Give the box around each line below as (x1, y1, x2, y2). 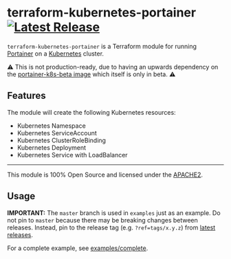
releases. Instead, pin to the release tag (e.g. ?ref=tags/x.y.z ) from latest (7, 223, 216, 232)
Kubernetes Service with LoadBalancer (16, 150, 129, 159)
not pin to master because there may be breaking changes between (7, 216, 198, 224)
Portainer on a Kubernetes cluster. (7, 49, 104, 58)
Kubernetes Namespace (16, 122, 86, 130)
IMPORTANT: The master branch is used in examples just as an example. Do (7, 208, 221, 217)
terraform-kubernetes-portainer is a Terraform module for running (7, 42, 197, 50)
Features (7, 90, 46, 102)
